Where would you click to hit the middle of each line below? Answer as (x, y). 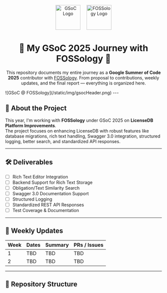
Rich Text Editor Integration (40, 177)
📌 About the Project (36, 109)
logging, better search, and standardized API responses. (63, 141)
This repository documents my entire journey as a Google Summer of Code (83, 73)
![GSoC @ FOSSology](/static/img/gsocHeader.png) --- (62, 92)
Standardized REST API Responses (48, 205)
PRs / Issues (89, 245)
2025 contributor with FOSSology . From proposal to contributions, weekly (83, 77)
